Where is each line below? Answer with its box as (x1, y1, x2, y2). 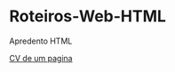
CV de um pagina (9, 52, 73, 63)
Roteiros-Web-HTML (9, 6, 167, 27)
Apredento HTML (9, 36, 73, 46)
